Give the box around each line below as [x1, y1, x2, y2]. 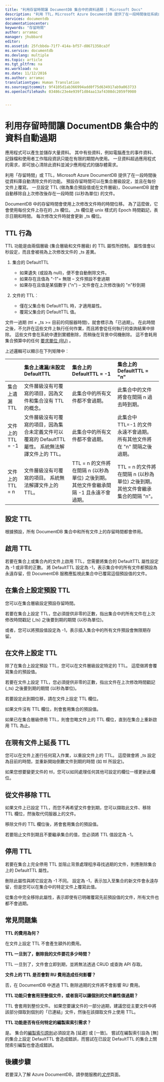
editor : [5, 39, 21, 44]
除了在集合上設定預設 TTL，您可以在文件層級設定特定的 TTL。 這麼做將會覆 [5, 663, 157, 669]
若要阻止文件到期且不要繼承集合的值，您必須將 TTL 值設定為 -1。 [5, 832, 136, 837]
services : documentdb [5, 16, 49, 21]
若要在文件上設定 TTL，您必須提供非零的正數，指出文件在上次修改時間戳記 [5, 679, 155, 685]
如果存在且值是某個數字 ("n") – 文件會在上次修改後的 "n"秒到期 [19, 282, 145, 288]
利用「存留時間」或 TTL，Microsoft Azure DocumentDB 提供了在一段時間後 [5, 172, 157, 178]
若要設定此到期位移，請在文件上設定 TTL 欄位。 [5, 696, 101, 702]
